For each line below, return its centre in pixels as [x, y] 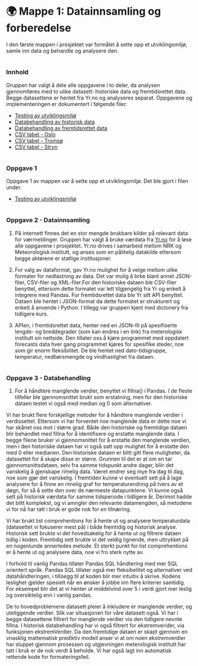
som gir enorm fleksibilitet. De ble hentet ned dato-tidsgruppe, [91, 350]
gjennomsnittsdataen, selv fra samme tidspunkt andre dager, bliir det [90, 465]
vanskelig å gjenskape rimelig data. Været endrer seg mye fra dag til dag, [95, 472]
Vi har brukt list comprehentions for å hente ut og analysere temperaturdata [98, 521]
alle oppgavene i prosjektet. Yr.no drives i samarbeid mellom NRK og [98, 246]
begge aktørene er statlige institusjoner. [63, 258]
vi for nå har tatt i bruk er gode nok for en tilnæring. [69, 509]
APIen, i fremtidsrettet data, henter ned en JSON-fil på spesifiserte [96, 325]
